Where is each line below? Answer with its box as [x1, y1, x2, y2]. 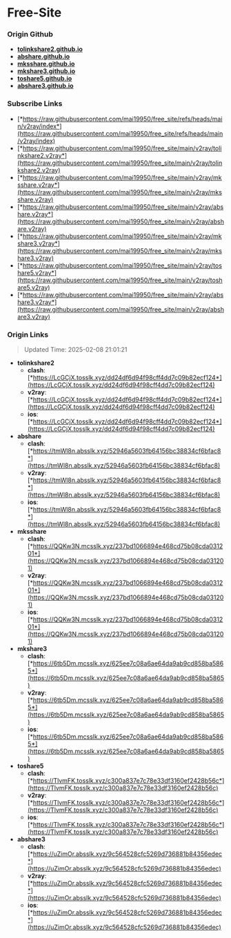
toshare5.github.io [17, 74, 72, 83]
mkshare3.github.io [17, 67, 76, 75]
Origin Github [7, 30, 54, 39]
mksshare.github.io [17, 60, 75, 68]
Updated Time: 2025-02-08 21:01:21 [23, 346, 128, 354]
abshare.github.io [17, 52, 70, 61]
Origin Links [7, 330, 49, 339]
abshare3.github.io [17, 81, 74, 90]
